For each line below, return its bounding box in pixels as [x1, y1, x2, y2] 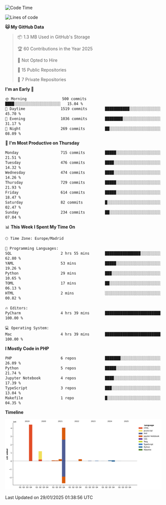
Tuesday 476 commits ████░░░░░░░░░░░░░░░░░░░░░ [5, 160, 161, 165]
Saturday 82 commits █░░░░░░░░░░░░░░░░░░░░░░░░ [5, 200, 161, 205]
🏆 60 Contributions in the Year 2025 [17, 46, 93, 52]
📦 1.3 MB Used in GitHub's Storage [17, 34, 90, 40]
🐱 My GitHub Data [5, 24, 45, 30]
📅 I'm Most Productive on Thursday [5, 140, 80, 146]
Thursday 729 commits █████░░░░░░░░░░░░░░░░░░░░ [5, 180, 161, 185]
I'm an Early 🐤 [5, 86, 34, 92]
